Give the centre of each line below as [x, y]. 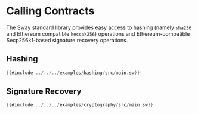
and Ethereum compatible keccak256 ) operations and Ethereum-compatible [98, 33]
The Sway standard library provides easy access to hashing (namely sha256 [99, 27]
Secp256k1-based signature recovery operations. [67, 40]
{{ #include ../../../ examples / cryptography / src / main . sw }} [80, 105]
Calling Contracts [50, 11]
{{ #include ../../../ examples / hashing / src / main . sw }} [73, 73]
